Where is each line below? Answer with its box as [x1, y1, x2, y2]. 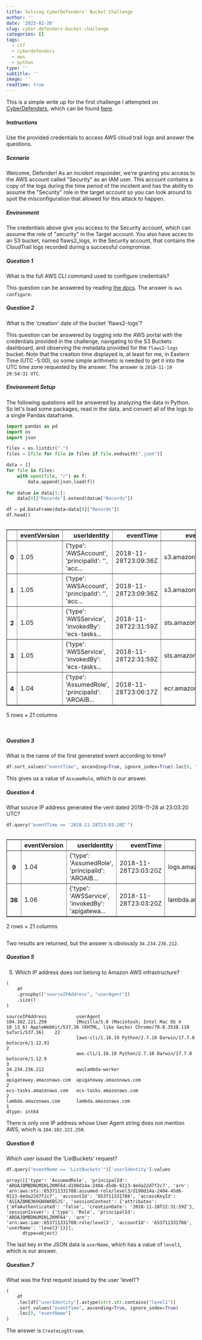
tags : [6, 37, 20, 43]
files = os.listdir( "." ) [6, 445, 69, 452]
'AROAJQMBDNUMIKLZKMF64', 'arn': [6, 1214, 90, 1220]
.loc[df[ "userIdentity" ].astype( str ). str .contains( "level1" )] [17, 1299, 176, 1305]
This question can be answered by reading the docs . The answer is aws [6, 284, 182, 291]
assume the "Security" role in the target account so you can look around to [6, 188, 192, 196]
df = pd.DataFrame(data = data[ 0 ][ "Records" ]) [6, 507, 120, 513]
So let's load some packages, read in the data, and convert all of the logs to [6, 405, 194, 412]
